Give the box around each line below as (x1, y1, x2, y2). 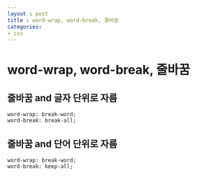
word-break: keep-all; (7, 163, 73, 170)
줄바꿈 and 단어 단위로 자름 (7, 138, 117, 150)
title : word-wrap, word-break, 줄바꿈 (7, 17, 119, 24)
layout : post (7, 10, 49, 17)
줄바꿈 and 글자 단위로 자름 (7, 92, 117, 104)
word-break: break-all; (7, 117, 77, 125)
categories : (7, 23, 42, 30)
